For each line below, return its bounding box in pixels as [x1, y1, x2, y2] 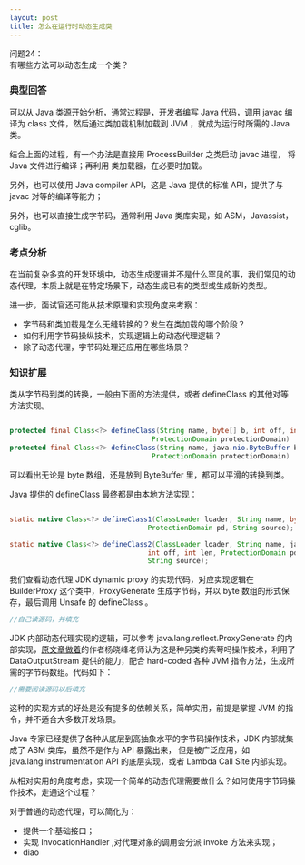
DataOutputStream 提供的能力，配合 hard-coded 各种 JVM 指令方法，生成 [9, 656, 288, 667]
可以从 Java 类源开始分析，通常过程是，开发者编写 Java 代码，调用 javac [9, 106, 283, 117]
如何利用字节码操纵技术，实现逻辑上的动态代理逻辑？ [22, 330, 222, 341]
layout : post [9, 13, 59, 23]
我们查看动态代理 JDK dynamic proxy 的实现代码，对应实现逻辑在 [9, 574, 254, 585]
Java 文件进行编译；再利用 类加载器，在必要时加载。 [9, 160, 207, 171]
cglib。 [9, 221, 36, 232]
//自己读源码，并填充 [9, 615, 79, 624]
